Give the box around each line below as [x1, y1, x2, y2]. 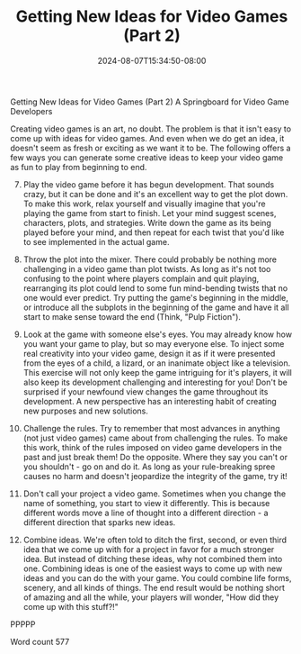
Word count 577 [10, 636, 70, 647]
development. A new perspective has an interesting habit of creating [22, 395, 277, 406]
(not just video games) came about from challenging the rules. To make [22, 432, 288, 443]
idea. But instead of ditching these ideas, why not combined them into [22, 553, 283, 564]
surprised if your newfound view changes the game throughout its [22, 386, 269, 397]
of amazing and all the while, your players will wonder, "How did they [22, 592, 279, 603]
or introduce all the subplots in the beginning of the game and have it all [22, 302, 290, 313]
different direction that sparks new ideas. [22, 516, 176, 528]
